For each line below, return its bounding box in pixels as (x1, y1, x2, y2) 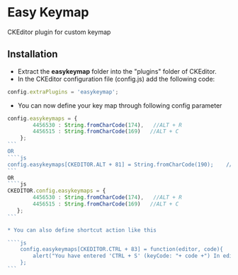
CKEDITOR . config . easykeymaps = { (7, 187, 106, 195)
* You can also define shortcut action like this (7, 226, 157, 234)
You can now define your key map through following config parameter (17, 101, 222, 110)
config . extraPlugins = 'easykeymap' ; (7, 88, 119, 96)
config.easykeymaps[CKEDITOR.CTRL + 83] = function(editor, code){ (20, 246, 223, 253)
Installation (7, 48, 58, 60)
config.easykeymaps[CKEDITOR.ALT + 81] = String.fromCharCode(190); (7, 161, 214, 168)
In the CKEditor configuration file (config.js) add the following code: (17, 74, 215, 83)
